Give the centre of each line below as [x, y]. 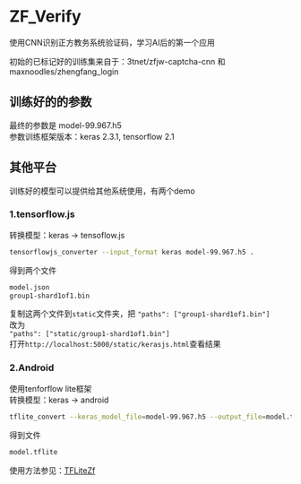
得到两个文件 [33, 270]
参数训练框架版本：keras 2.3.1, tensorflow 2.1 [92, 136]
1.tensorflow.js [42, 214]
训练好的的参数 [51, 102]
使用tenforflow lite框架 [51, 388]
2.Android [32, 367]
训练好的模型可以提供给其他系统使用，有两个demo [102, 191]
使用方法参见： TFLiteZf [52, 470]
